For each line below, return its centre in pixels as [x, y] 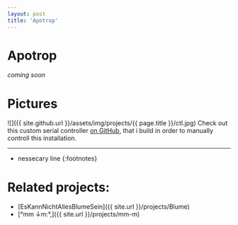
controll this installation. [42, 138]
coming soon [27, 75]
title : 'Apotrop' [33, 21]
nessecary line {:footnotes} [57, 158]
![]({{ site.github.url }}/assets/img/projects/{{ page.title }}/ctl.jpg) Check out [118, 123]
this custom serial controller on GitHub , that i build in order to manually [110, 131]
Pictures [33, 104]
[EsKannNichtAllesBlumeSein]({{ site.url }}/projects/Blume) [103, 207]
